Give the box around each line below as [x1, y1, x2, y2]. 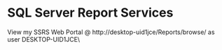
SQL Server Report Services [7, 5, 174, 21]
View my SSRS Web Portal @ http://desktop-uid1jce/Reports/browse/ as [7, 28, 215, 36]
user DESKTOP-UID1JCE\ [7, 35, 81, 43]
